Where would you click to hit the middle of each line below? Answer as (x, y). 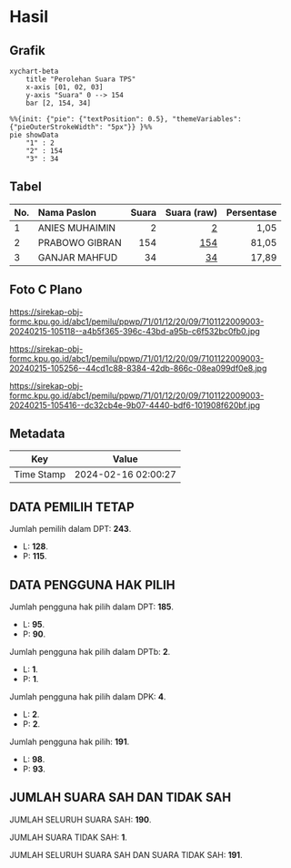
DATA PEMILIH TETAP (72, 507)
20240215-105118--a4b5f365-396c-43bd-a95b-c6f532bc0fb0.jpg (135, 331)
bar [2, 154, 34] (59, 103)
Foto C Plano (46, 290)
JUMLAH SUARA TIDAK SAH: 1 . (68, 837)
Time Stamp (40, 475)
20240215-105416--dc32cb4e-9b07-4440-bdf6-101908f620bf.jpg (135, 405)
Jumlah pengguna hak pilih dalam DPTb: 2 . (90, 652)
